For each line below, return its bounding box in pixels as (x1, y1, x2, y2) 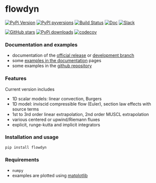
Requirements (5, 156, 39, 163)
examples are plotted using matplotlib (12, 173, 88, 179)
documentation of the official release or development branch (12, 52, 135, 58)
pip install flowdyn (5, 145, 47, 150)
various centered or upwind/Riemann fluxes (12, 116, 100, 122)
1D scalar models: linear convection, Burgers (12, 95, 102, 101)
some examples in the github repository (12, 63, 92, 69)
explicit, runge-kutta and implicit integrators (12, 121, 100, 128)
